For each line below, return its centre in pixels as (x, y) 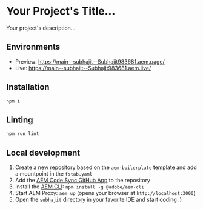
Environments (33, 47)
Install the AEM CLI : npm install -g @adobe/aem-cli (79, 187)
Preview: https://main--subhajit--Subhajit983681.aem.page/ (90, 61)
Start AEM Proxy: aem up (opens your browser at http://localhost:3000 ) (105, 193)
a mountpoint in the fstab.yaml (54, 173)
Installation (28, 87)
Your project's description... (41, 28)
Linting (20, 120)
